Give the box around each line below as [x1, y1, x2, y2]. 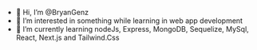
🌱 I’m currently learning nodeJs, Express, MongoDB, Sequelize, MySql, [15, 25, 249, 33]
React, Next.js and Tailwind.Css [15, 33, 120, 42]
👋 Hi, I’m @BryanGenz [15, 8, 89, 17]
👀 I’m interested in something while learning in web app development [15, 16, 243, 25]
